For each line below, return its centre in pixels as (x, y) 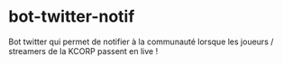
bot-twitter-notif (72, 17)
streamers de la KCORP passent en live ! (83, 51)
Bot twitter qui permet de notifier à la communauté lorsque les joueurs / (141, 42)
